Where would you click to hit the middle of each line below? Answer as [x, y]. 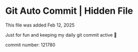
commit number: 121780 [30, 45]
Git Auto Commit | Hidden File [69, 11]
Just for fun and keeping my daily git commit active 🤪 [61, 35]
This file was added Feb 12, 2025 [40, 25]
